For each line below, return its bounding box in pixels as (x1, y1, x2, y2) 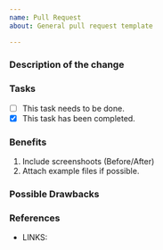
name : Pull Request (9, 12, 82, 22)
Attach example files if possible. (21, 166, 140, 177)
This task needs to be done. (21, 103, 125, 113)
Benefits (9, 136, 47, 148)
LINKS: (21, 232, 48, 243)
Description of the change (9, 59, 125, 71)
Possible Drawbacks (9, 188, 100, 201)
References (9, 212, 61, 224)
